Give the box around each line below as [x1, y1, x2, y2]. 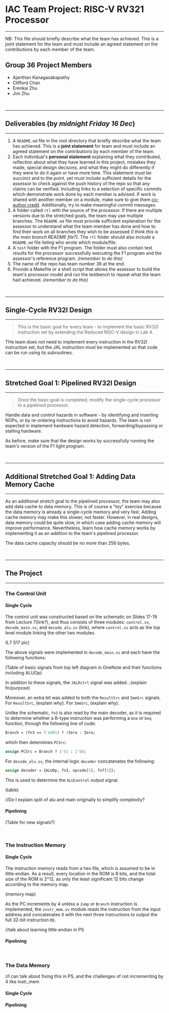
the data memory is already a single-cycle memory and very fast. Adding [5, 509, 156, 515]
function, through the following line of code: [5, 720, 97, 726]
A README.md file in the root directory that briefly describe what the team [12, 138, 161, 144]
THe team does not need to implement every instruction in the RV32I [5, 339, 147, 345]
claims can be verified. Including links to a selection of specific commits [12, 185, 162, 192]
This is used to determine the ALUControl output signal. [5, 777, 119, 783]
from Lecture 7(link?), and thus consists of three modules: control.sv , [5, 619, 150, 625]
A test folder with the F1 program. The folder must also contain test [12, 244, 152, 250]
